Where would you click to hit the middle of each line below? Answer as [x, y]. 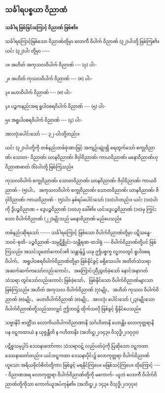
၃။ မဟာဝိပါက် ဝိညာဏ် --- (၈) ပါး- [39, 92]
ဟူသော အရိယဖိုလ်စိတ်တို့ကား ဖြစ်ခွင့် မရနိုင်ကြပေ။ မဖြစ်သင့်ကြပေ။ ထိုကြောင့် [79, 365]
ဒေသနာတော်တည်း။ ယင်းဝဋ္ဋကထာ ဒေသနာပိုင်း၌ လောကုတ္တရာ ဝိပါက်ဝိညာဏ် [78, 355]
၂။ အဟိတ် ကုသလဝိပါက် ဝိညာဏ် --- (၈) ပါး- [49, 78]
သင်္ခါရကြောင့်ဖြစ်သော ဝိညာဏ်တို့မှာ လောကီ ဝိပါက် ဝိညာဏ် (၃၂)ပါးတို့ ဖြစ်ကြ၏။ [82, 41]
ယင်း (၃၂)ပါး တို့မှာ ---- [28, 51]
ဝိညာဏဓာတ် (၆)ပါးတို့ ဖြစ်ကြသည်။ [39, 167]
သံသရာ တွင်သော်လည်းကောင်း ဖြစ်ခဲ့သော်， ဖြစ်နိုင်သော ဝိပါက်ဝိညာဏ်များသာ [79, 280]
